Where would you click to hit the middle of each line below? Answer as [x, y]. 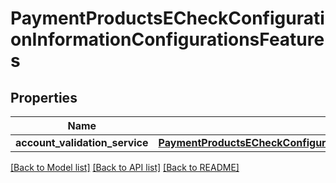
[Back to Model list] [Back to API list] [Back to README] [125, 167]
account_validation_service [82, 142]
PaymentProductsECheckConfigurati [167, 18]
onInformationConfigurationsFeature [167, 39]
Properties [44, 97]
